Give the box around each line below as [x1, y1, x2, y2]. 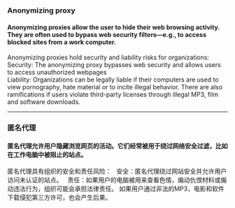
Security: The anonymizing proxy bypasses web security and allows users [7, 61, 222, 69]
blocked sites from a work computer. [7, 38, 117, 46]
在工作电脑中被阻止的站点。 [7, 150, 87, 158]
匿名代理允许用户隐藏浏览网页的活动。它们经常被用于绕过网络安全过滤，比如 [7, 142, 228, 150]
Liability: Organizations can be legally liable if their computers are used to [7, 75, 219, 84]
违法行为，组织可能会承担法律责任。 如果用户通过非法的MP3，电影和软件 [13, 184, 225, 193]
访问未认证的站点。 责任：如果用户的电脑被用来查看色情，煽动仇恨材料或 [7, 176, 221, 184]
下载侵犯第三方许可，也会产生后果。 [7, 193, 112, 202]
